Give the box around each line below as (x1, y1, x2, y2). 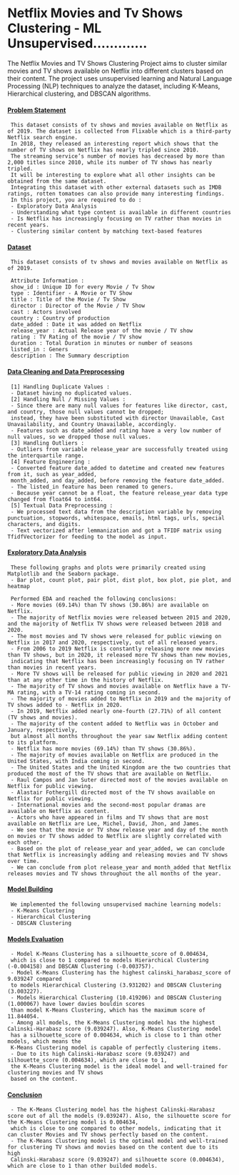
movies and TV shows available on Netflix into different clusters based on (7, 66, 223, 75)
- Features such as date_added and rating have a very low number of (10, 427, 222, 434)
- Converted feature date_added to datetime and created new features (10, 464, 225, 472)
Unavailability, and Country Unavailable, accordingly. (7, 420, 177, 428)
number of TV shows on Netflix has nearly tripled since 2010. (7, 146, 200, 154)
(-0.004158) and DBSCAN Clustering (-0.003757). (7, 963, 155, 970)
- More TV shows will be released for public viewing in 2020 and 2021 (10, 670, 228, 677)
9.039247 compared (7, 976, 62, 983)
